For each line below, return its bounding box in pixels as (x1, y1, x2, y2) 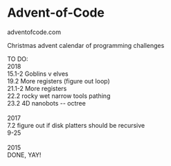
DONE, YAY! (7, 151, 42, 159)
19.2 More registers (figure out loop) (7, 76, 111, 85)
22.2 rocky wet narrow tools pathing (7, 92, 111, 100)
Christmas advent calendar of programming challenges (7, 41, 165, 49)
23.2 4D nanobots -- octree (7, 99, 87, 107)
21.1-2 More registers (7, 84, 67, 92)
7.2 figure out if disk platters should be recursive (7, 121, 145, 129)
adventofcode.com (7, 28, 61, 36)
